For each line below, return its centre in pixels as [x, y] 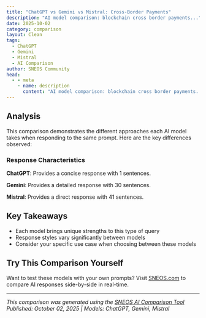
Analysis [24, 116]
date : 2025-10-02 [29, 23]
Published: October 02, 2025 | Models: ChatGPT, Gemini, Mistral [88, 308]
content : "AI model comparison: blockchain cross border [97, 92]
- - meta [23, 80]
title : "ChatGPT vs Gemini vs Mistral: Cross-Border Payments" [89, 12]
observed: [19, 144]
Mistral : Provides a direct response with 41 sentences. [75, 197]
